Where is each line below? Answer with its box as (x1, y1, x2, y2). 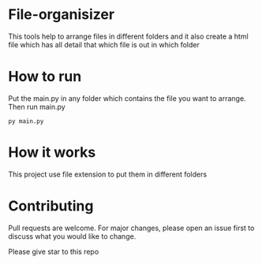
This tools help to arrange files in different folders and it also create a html (8, 32, 249, 41)
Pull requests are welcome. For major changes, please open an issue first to (8, 223, 255, 232)
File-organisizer (8, 6, 115, 24)
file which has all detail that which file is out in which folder (8, 39, 200, 49)
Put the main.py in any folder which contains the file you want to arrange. (8, 93, 246, 103)
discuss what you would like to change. (8, 231, 137, 241)
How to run (8, 68, 82, 86)
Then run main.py (8, 102, 65, 111)
